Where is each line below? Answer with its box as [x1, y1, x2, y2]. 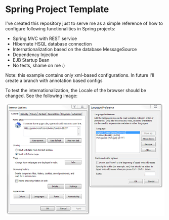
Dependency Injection [12, 52, 59, 58]
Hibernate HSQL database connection [12, 40, 92, 47]
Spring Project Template [5, 4, 109, 15]
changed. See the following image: [5, 93, 77, 99]
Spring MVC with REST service [12, 35, 77, 41]
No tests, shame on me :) [12, 62, 65, 68]
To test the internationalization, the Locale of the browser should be [5, 87, 147, 93]
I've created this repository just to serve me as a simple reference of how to [5, 20, 163, 26]
